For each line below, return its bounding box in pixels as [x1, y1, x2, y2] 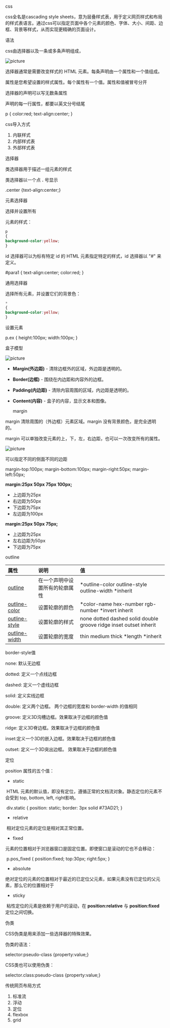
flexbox [12, 1012, 29, 1017]
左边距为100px [12, 511, 44, 517]
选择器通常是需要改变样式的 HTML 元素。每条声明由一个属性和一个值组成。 [5, 68, 162, 74]
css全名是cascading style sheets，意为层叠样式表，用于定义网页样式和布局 [5, 14, 163, 20]
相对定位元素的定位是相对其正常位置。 [6, 825, 87, 831]
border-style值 [5, 650, 36, 656]
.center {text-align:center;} [5, 187, 61, 193]
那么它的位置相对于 [14, 882, 54, 888]
